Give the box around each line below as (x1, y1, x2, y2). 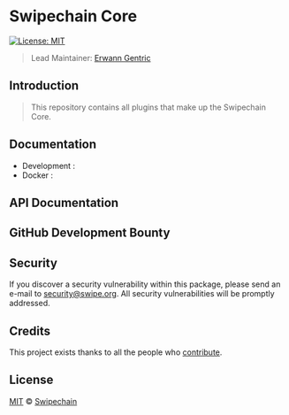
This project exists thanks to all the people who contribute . (9, 347, 223, 357)
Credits (9, 323, 51, 338)
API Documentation (9, 195, 119, 210)
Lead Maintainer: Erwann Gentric (30, 52, 151, 63)
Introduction (9, 78, 80, 94)
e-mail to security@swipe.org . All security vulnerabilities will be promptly (9, 288, 276, 299)
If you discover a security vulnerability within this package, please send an (9, 279, 281, 289)
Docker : (21, 170, 54, 181)
